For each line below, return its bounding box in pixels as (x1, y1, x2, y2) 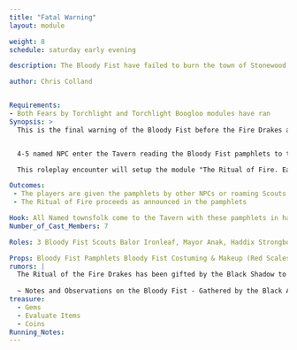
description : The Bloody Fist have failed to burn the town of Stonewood (9, 61, 287, 71)
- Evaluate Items (17, 311, 81, 320)
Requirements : (9, 101, 62, 110)
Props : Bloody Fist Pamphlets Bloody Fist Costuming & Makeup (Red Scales (9, 254, 291, 262)
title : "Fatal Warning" (9, 12, 97, 22)
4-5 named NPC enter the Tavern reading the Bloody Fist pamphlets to (17, 149, 283, 158)
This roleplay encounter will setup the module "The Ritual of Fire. (17, 165, 278, 174)
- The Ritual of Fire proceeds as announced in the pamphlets (12, 198, 247, 207)
